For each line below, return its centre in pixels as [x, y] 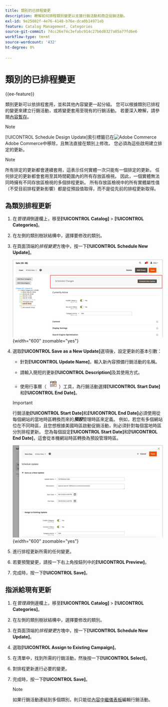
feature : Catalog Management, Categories [49, 26]
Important [22, 403]
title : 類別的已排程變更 [28, 10]
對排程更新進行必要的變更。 [41, 668]
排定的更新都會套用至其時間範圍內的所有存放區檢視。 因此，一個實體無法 [84, 176]
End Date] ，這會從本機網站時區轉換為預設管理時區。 [67, 438]
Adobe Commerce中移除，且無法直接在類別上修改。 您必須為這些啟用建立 [81, 143]
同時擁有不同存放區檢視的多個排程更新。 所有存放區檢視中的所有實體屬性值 [82, 182]
